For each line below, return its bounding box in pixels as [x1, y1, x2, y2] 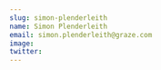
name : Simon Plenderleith [9, 22, 107, 31]
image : [9, 38, 35, 48]
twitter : [9, 47, 43, 56]
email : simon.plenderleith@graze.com [9, 30, 153, 39]
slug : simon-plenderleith [9, 13, 107, 23]
